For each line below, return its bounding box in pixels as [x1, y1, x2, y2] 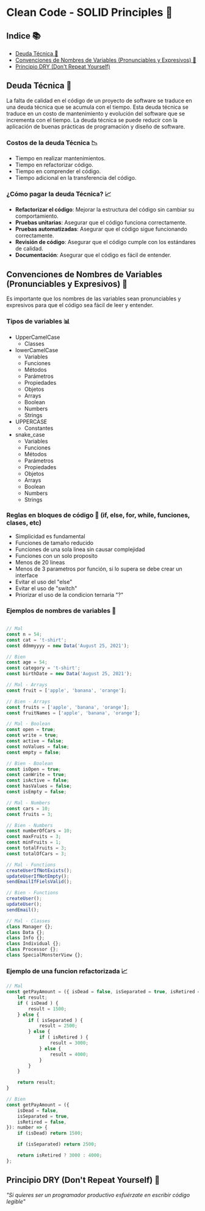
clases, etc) [6, 519, 41, 527]
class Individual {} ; [6, 941, 62, 947]
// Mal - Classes [6, 917, 51, 924]
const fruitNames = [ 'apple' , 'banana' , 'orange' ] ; [6, 709, 140, 716]
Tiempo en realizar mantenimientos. [15, 155, 106, 162]
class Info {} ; [6, 935, 45, 941]
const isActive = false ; [6, 777, 70, 783]
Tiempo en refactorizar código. [15, 161, 93, 169]
